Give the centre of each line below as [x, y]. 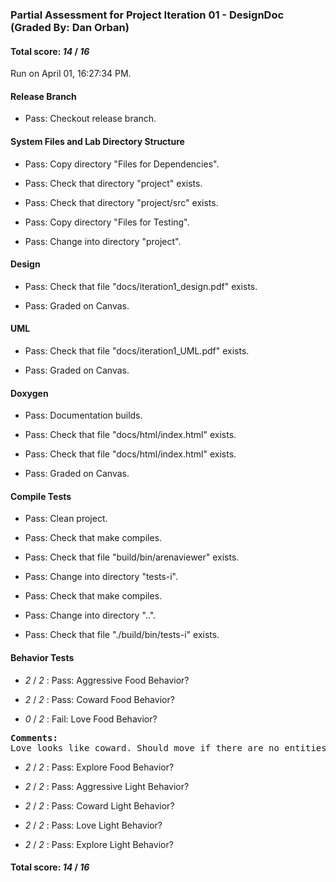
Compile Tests [41, 496]
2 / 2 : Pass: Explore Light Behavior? [99, 844]
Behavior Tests [42, 657]
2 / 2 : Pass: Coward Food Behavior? [99, 699]
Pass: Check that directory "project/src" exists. [121, 202]
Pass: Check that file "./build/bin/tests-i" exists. [122, 635]
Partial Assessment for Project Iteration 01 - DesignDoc [147, 15]
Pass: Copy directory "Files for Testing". [107, 222]
